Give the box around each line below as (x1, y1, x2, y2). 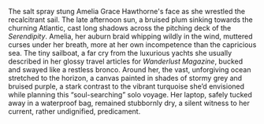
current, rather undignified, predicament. (8, 107, 141, 116)
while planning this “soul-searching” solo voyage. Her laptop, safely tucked (8, 90, 252, 99)
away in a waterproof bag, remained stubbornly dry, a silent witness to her (8, 98, 250, 108)
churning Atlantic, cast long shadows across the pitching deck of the (8, 24, 232, 32)
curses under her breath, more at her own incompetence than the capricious (8, 40, 257, 49)
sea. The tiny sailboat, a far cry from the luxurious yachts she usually (8, 49, 232, 57)
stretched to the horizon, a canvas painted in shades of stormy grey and (8, 74, 243, 82)
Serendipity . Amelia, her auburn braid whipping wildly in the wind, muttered (8, 31, 253, 41)
